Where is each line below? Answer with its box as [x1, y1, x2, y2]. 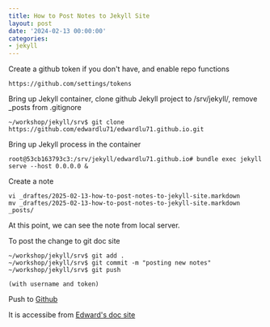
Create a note [8, 176, 54, 186]
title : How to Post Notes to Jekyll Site [8, 11, 150, 20]
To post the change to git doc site [8, 236, 120, 246]
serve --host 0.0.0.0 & [8, 163, 89, 171]
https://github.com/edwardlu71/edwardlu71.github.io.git [8, 125, 205, 134]
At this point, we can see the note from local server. [8, 220, 180, 231]
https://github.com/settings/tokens [8, 80, 132, 88]
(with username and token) [8, 280, 99, 288]
